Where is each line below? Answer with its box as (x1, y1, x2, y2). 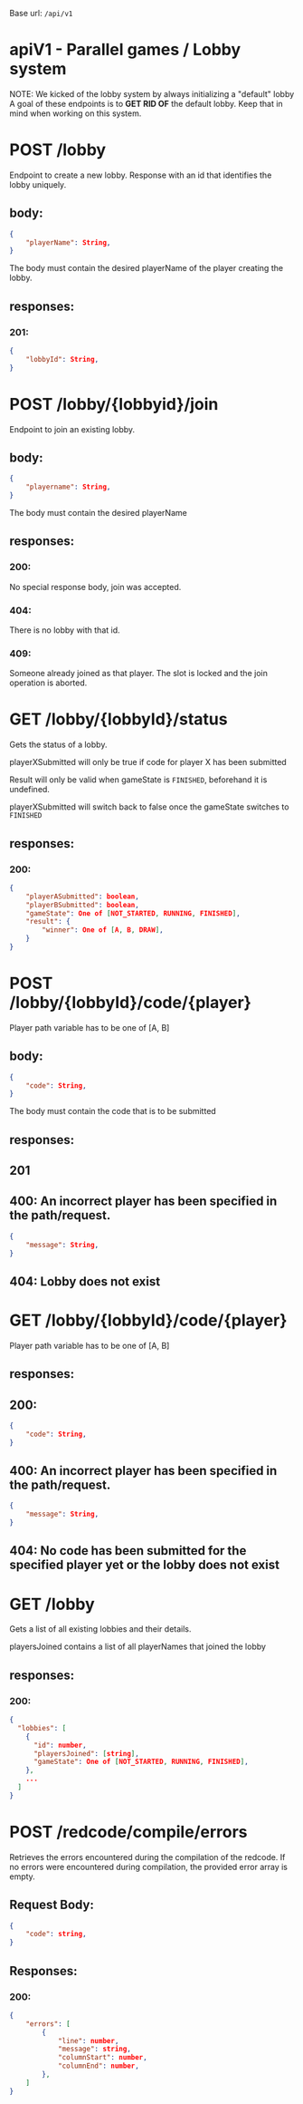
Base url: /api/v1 (9, 8, 73, 18)
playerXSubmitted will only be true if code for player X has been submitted (9, 757, 287, 768)
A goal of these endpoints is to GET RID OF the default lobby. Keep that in (9, 98, 283, 109)
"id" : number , (33, 1740, 88, 1750)
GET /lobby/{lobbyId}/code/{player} (9, 1310, 288, 1331)
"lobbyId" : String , (25, 354, 99, 364)
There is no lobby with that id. (9, 625, 120, 635)
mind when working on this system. (9, 108, 142, 119)
